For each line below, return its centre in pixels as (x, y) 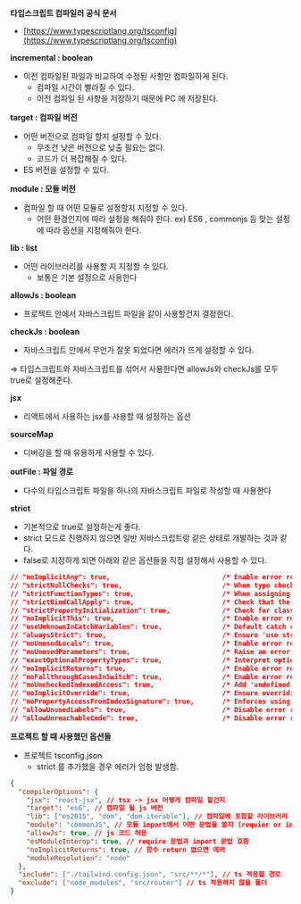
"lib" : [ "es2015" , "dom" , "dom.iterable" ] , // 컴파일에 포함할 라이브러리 (157, 817)
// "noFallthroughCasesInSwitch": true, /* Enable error (146, 676)
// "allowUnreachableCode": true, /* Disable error (148, 718)
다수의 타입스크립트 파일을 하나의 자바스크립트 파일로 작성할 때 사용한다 (147, 490)
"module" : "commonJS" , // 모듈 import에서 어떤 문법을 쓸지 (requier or (154, 825)
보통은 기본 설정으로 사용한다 (87, 278)
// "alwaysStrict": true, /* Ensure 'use (144, 635)
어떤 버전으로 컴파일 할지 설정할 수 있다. (92, 136)
